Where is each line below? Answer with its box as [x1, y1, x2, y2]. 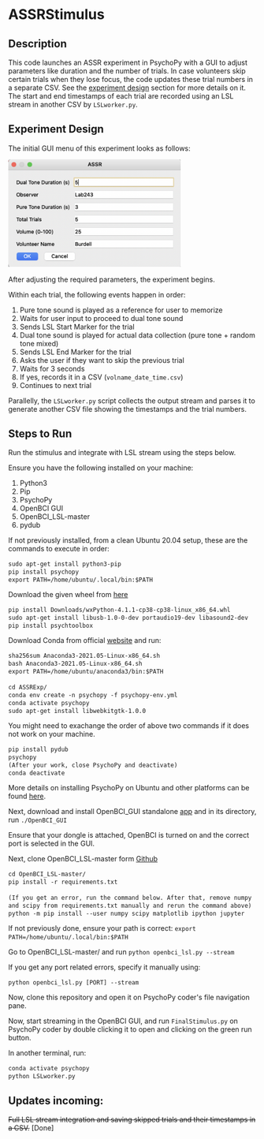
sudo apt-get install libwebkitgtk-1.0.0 [8, 708, 147, 715]
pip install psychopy [8, 568, 80, 577]
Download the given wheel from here [8, 590, 128, 599]
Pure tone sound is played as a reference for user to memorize [19, 305, 223, 315]
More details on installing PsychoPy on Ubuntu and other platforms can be [8, 783, 250, 793]
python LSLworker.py [8, 1073, 76, 1081]
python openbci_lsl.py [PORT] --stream [8, 979, 139, 987]
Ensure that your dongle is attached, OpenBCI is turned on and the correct [8, 831, 250, 840]
